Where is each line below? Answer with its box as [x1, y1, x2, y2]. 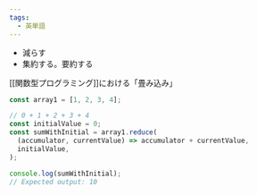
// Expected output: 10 [9, 177, 98, 186]
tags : [9, 13, 29, 22]
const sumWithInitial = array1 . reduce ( [9, 128, 158, 137]
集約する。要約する [21, 58, 94, 69]
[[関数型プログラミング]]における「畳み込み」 [9, 77, 178, 88]
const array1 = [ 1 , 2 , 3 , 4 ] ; [9, 95, 122, 104]
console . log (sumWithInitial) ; [9, 169, 122, 178]
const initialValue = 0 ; [9, 120, 102, 129]
